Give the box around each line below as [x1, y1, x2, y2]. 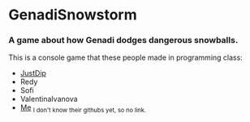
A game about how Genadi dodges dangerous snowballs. [8, 35, 239, 46]
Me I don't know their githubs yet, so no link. [19, 103, 146, 115]
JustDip [19, 69, 47, 78]
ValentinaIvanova [19, 95, 79, 104]
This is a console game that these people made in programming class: [8, 53, 244, 62]
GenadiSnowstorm [8, 6, 137, 24]
